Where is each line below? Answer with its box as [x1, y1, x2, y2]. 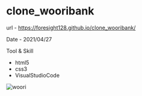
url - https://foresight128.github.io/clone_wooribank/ [6, 24, 136, 31]
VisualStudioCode [14, 71, 60, 79]
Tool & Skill [6, 47, 34, 55]
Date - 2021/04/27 [6, 35, 52, 43]
